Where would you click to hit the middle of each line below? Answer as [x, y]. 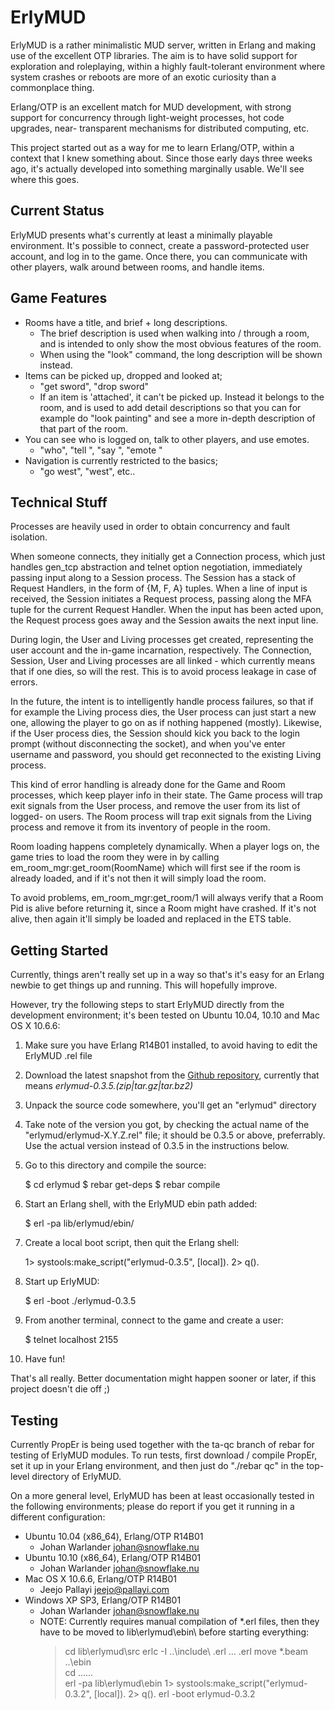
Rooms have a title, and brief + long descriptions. [126, 322]
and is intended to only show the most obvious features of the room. [180, 343]
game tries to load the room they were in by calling [115, 857]
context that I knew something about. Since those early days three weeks [161, 158]
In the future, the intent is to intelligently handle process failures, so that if [162, 702]
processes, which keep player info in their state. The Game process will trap [166, 795]
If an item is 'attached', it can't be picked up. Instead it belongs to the [182, 397]
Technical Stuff [59, 502]
